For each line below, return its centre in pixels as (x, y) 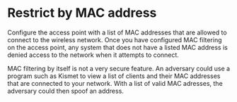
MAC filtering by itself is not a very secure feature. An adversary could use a (119, 68)
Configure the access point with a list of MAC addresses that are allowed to (117, 32)
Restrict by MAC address (82, 13)
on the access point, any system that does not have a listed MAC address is (117, 47)
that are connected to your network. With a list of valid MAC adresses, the (115, 83)
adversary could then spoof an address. (65, 91)
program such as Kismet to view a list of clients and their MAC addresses (114, 76)
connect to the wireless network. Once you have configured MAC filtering (115, 39)
